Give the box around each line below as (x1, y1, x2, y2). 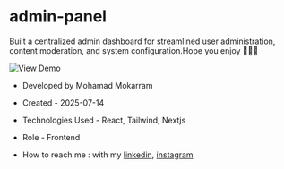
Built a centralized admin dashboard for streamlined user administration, (9, 36, 276, 46)
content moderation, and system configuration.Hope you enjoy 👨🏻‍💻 (9, 45, 259, 55)
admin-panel (9, 6, 108, 27)
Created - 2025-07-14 (22, 97, 105, 108)
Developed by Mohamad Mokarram (22, 80, 153, 90)
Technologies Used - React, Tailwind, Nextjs (22, 114, 186, 125)
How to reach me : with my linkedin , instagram (22, 149, 194, 160)
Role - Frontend (22, 131, 81, 142)
